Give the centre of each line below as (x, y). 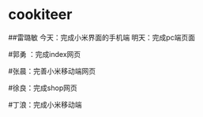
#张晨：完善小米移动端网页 (52, 71)
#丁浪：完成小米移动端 (45, 104)
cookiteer (40, 15)
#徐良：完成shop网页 (43, 88)
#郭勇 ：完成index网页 (45, 54)
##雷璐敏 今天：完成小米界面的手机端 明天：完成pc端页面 (102, 37)
